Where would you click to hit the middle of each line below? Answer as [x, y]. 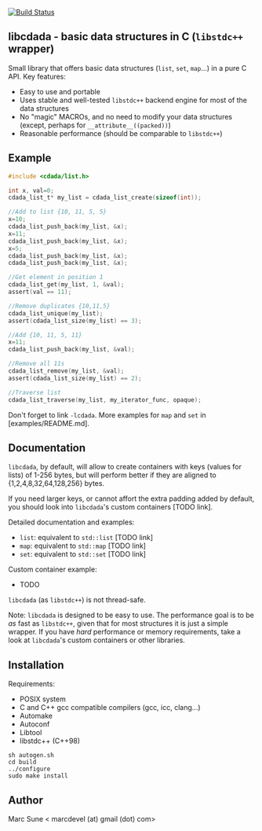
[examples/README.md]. [49, 423]
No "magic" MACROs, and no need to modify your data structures [126, 116]
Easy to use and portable [60, 91]
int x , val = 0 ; [31, 190]
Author [25, 800]
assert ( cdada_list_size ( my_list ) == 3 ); [75, 321]
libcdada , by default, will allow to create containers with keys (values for [125, 467]
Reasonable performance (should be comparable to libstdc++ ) [121, 133]
